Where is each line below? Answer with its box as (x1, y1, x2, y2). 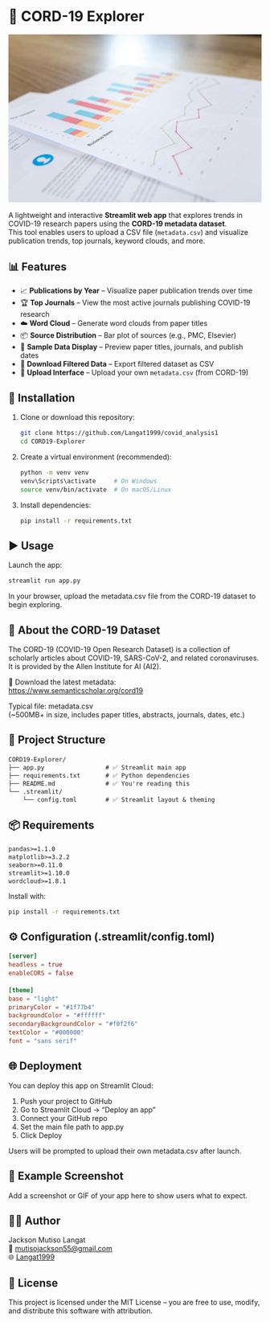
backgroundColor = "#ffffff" (8, 1012, 106, 1020)
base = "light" (8, 995, 59, 1003)
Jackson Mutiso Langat (8, 1235, 86, 1245)
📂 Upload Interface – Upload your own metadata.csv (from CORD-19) (19, 367, 249, 377)
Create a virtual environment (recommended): (19, 452, 172, 462)
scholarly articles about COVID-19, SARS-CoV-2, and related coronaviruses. (8, 653, 260, 663)
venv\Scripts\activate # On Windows (19, 477, 157, 485)
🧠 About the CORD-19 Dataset (8, 623, 161, 637)
